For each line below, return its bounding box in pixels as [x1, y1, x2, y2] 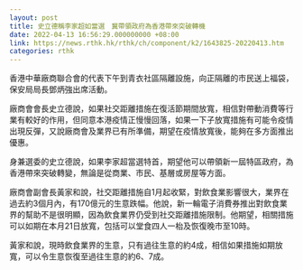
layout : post [9, 13, 59, 23]
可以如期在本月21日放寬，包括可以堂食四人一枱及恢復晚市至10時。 [9, 220, 255, 231]
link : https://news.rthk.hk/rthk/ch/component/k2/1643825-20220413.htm [9, 38, 284, 48]
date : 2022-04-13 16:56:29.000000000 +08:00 [9, 30, 179, 39]
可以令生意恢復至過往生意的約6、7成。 [24, 251, 170, 262]
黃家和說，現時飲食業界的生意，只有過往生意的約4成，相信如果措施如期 [9, 240, 276, 251]
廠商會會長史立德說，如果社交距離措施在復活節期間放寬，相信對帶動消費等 [9, 103, 286, 114]
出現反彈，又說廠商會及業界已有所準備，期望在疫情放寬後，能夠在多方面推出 [9, 126, 294, 136]
